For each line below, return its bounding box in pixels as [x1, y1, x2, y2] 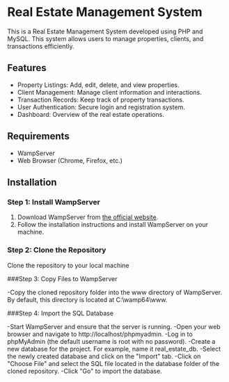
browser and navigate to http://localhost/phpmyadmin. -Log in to [7, 330, 193, 338]
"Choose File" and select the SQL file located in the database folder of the [7, 359, 220, 367]
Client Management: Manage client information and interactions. [17, 88, 202, 96]
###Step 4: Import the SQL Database [7, 309, 113, 317]
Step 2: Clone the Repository [7, 245, 106, 255]
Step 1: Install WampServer [7, 197, 101, 207]
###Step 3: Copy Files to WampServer [7, 274, 118, 282]
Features [7, 62, 47, 74]
